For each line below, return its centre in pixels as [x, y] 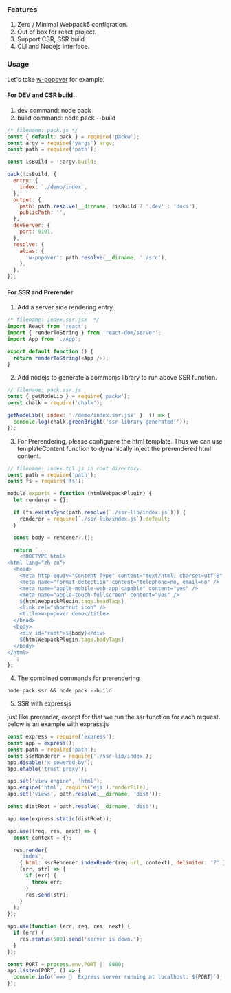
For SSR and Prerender [40, 292]
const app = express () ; [41, 743]
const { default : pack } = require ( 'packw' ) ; [73, 137]
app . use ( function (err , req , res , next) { [69, 926]
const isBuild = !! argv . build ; [52, 162]
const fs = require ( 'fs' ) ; [46, 481]
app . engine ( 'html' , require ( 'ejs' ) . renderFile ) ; [78, 788]
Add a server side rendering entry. [66, 307]
